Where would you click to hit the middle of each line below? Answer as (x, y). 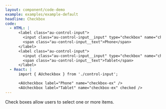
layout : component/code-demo (35, 10)
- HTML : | (20, 28)
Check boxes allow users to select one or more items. (60, 102)
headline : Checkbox (25, 19)
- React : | (21, 70)
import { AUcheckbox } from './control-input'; (68, 74)
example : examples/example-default (42, 14)
